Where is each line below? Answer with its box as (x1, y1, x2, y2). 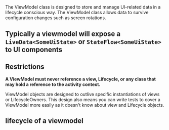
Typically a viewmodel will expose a (5, 29, 120, 38)
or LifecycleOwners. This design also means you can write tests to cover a (5, 96, 160, 103)
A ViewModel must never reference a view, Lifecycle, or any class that (5, 76, 156, 82)
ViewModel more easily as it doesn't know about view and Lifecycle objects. (5, 102, 164, 108)
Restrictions (5, 63, 45, 71)
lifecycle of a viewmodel (5, 116, 83, 125)
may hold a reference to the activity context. (5, 81, 101, 88)
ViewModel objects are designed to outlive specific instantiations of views (5, 91, 160, 97)
